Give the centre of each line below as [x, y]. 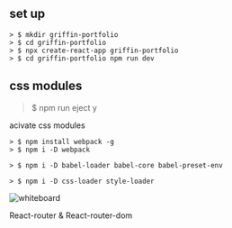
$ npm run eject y [64, 107]
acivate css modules [47, 125]
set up [27, 14]
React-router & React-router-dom [71, 215]
